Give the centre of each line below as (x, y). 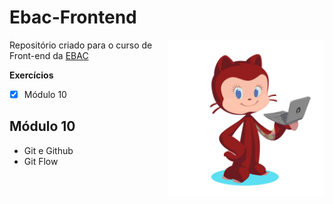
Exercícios (31, 75)
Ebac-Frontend (73, 17)
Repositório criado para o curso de (81, 45)
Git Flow (41, 161)
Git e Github (48, 150)
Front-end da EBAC (49, 55)
